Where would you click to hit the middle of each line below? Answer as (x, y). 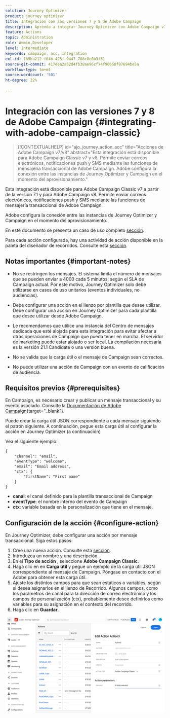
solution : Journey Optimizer (36, 11)
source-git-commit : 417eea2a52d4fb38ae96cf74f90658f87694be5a (72, 64)
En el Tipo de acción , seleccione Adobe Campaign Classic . (76, 561)
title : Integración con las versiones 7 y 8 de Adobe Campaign (73, 21)
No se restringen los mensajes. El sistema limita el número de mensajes (87, 273)
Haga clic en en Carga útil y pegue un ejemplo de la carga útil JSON (84, 567)
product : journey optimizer (35, 16)
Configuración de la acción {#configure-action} (82, 523)
